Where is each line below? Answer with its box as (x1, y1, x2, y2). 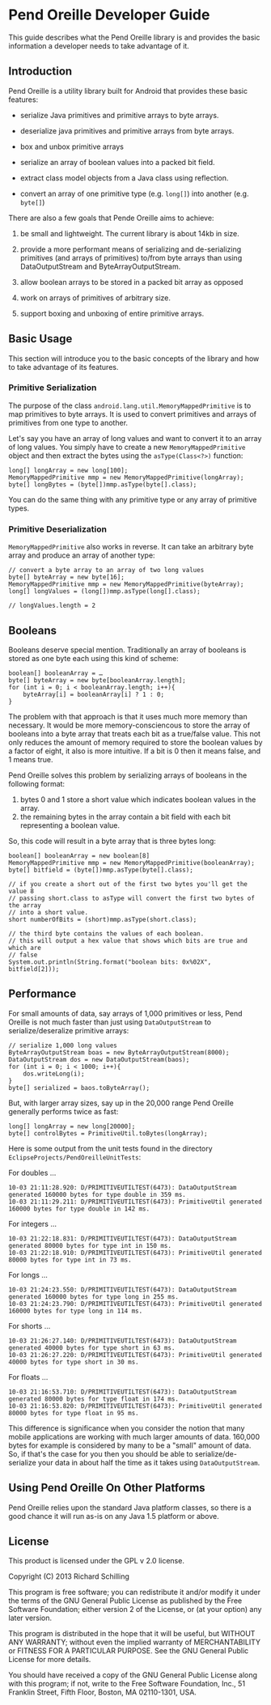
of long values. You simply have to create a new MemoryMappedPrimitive (8, 442, 246, 452)
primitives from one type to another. (8, 418, 128, 427)
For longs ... (8, 1270, 49, 1279)
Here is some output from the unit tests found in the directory (8, 1143, 213, 1153)
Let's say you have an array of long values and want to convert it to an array (8, 433, 262, 443)
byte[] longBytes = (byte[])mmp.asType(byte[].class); (8, 480, 197, 489)
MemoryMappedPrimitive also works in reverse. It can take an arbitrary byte (8, 542, 254, 552)
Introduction (8, 65, 73, 78)
